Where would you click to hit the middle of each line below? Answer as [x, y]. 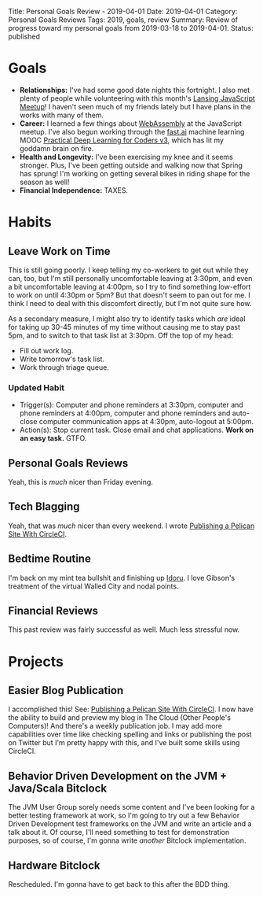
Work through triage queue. [64, 367]
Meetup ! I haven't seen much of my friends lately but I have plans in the [135, 106]
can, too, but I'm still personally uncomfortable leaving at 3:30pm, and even [130, 278]
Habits [30, 222]
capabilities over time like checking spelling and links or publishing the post [130, 734]
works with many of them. [62, 115]
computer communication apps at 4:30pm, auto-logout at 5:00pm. [146, 422]
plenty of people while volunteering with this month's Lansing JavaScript [137, 98]
